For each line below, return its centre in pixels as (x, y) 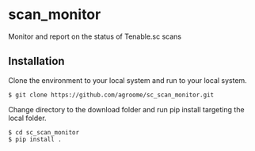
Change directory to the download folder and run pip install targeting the (126, 109)
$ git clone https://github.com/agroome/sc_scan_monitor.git (111, 95)
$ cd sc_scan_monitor (44, 132)
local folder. (27, 118)
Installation (36, 61)
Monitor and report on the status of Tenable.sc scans (95, 36)
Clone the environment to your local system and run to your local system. (127, 80)
